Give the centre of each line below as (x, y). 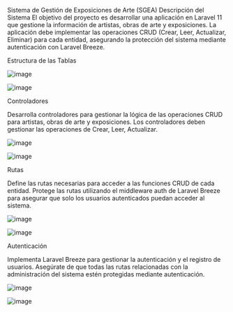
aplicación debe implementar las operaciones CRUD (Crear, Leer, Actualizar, (117, 32)
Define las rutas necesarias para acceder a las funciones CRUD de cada (111, 183)
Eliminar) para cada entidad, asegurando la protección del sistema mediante (117, 40)
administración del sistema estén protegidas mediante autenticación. (106, 274)
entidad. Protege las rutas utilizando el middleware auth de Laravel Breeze (114, 190)
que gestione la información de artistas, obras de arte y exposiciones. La (112, 25)
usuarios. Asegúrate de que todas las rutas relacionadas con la (98, 267)
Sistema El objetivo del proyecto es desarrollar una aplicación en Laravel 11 (115, 17)
